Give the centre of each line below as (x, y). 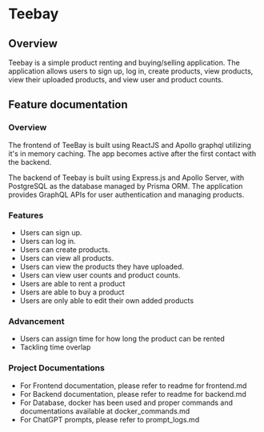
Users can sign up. (51, 232)
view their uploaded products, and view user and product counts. (116, 80)
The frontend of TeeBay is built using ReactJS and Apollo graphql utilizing (130, 145)
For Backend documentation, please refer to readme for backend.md (133, 394)
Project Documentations (57, 368)
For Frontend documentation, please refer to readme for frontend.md (133, 386)
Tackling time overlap (55, 347)
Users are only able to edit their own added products (107, 300)
